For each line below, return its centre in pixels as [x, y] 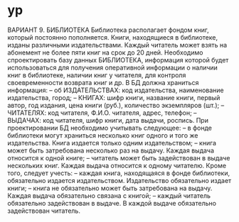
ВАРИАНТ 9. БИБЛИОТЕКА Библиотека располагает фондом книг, [108, 30]
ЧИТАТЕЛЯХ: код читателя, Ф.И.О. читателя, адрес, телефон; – [102, 113]
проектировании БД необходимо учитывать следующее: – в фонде [110, 128]
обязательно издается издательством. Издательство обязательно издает [119, 180]
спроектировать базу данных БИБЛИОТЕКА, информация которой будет [118, 60]
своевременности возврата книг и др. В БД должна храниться [103, 82]
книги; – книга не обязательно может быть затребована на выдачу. [110, 188]
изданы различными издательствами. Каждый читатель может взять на [117, 45]
